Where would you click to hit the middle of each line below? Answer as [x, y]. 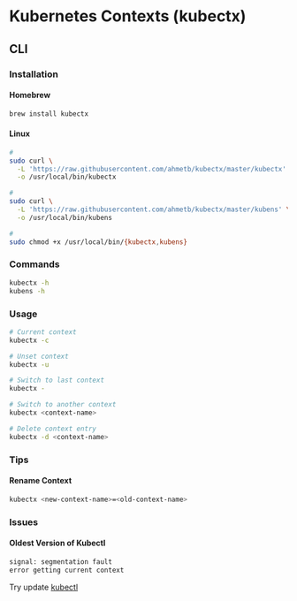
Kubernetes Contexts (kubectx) [128, 16]
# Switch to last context [57, 380]
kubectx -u [29, 364]
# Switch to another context [63, 405]
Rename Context [41, 481]
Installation [34, 74]
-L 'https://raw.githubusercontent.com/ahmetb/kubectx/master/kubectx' [152, 169]
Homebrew [30, 95]
